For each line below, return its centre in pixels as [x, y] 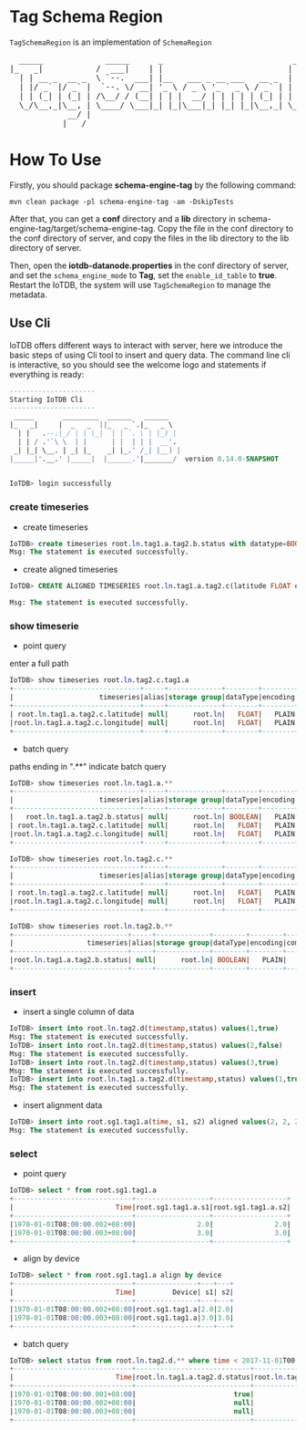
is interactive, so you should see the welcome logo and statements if [138, 364]
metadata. [28, 295]
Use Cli [30, 323]
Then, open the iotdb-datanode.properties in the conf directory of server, [149, 265]
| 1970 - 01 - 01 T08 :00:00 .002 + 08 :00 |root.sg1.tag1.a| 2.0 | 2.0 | [122, 1309]
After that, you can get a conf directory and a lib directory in [123, 218]
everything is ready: [47, 374]
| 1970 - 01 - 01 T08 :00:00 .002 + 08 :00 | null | [132, 1403]
